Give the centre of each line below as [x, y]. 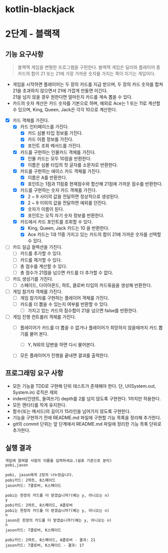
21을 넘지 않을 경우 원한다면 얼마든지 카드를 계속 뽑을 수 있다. [72, 97]
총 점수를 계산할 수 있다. [44, 266]
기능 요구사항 [24, 54]
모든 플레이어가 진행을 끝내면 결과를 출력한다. [65, 355]
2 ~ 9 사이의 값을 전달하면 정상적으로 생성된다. [73, 196]
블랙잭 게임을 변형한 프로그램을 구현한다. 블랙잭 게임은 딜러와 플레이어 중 [89, 67]
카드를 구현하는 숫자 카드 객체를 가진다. [59, 190]
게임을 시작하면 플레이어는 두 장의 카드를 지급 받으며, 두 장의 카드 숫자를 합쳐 [88, 84]
